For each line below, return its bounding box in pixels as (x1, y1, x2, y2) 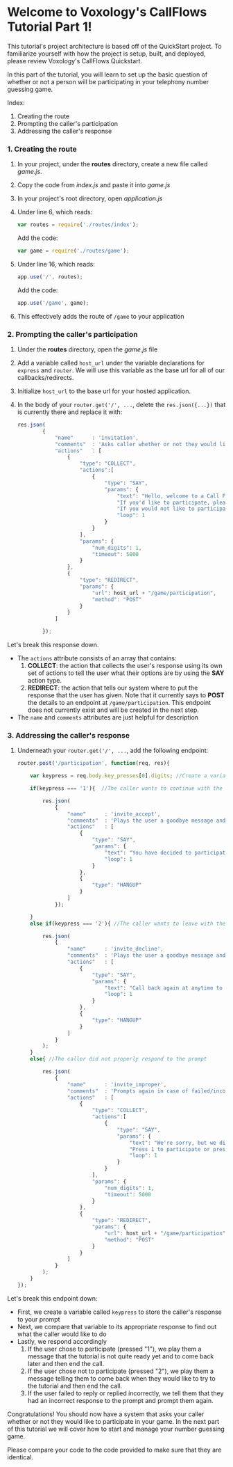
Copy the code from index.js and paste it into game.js (17, 181, 171, 189)
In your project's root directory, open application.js (17, 194, 163, 203)
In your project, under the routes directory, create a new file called (17, 160, 208, 168)
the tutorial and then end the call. (27, 1381, 123, 1390)
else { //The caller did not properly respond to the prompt (30, 1056, 207, 1063)
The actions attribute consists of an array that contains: (17, 654, 177, 663)
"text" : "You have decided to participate (104, 849, 229, 856)
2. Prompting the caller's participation (7, 329, 138, 339)
